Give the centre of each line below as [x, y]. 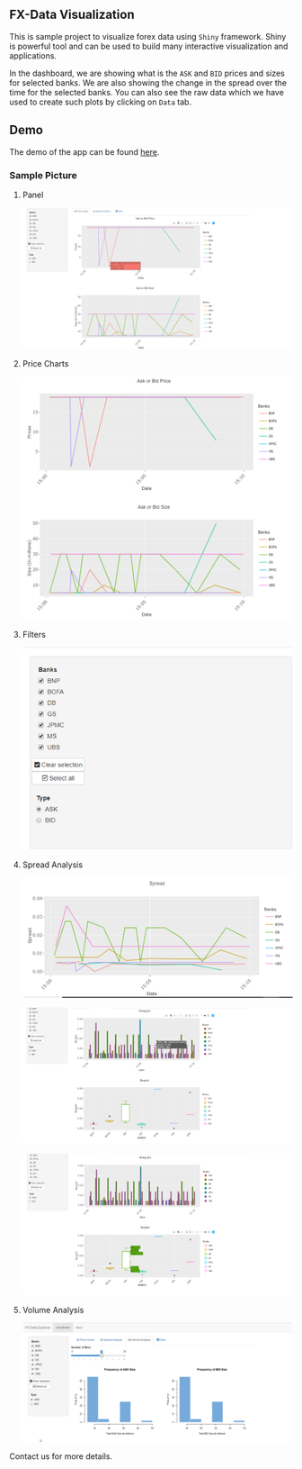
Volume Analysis [53, 1310]
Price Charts [45, 364]
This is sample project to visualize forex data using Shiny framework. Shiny [148, 36]
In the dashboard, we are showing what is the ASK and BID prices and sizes [147, 73]
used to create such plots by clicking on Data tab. [100, 102]
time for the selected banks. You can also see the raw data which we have [147, 92]
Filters [34, 634]
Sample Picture [44, 175]
